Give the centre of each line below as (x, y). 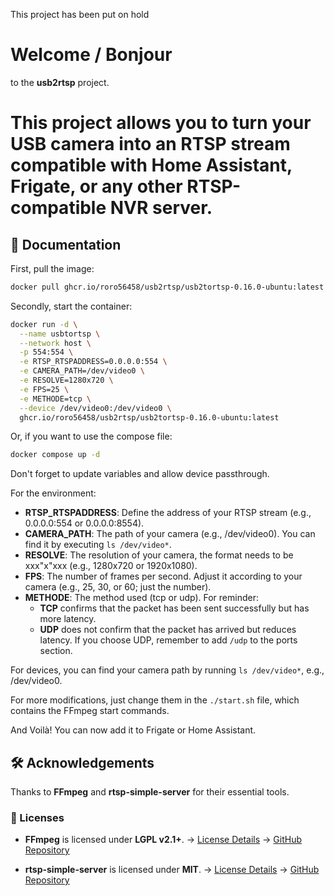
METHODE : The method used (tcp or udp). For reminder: (141, 598)
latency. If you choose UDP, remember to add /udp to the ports (168, 640)
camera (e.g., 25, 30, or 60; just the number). (118, 587)
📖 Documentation (66, 244)
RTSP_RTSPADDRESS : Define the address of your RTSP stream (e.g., (168, 513)
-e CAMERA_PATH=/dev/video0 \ (82, 371)
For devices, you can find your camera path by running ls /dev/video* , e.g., (167, 670)
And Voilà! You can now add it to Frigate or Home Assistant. (133, 730)
